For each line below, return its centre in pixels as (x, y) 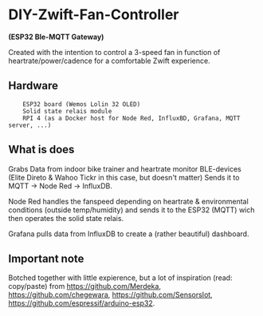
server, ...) (30, 125)
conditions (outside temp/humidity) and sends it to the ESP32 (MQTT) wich (131, 210)
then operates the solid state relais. (66, 218)
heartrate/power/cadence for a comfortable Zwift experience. (109, 61)
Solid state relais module (67, 111)
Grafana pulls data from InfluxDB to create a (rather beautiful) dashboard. (129, 234)
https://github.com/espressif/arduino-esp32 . (82, 303)
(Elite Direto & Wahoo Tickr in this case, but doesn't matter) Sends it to (124, 177)
